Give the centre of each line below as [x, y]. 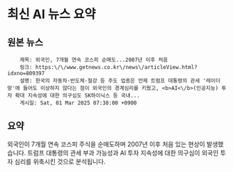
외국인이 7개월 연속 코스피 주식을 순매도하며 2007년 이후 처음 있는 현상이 [106, 144]
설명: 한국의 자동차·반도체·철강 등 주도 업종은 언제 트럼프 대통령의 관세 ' [113, 81]
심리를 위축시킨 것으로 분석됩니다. [60, 162]
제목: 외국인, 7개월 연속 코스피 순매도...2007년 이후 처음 [94, 60]
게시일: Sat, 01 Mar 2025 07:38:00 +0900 [78, 103]
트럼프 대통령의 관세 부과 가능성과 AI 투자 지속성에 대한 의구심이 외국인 [123, 153]
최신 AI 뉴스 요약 [51, 14]
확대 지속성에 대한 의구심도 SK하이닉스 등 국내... [78, 95]
